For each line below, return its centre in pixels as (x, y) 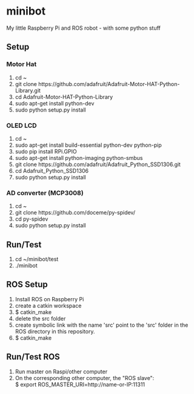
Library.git (28, 90)
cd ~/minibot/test (37, 259)
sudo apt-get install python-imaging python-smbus (79, 158)
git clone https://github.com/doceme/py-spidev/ (75, 213)
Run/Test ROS (33, 357)
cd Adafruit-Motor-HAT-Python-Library (64, 97)
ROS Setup (27, 285)
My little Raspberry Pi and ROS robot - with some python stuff (83, 28)
